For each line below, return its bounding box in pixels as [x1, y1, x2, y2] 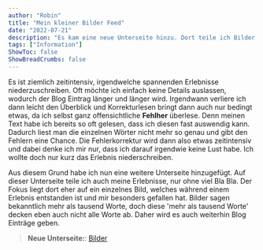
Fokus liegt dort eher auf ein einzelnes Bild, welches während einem [8, 185, 230, 194]
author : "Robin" [8, 11, 61, 20]
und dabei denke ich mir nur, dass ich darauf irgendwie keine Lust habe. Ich [8, 144, 254, 154]
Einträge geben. [8, 218, 61, 227]
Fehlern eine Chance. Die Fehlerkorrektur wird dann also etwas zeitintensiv [8, 136, 252, 145]
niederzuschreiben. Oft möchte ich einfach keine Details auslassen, [8, 85, 227, 95]
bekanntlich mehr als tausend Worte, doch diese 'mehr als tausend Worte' [8, 201, 249, 211]
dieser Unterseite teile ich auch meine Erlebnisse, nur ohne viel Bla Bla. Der [8, 176, 252, 185]
